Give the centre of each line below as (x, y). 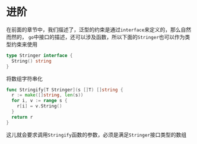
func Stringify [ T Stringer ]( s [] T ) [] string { (65, 90)
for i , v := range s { (39, 101)
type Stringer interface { (39, 55)
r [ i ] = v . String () (39, 106)
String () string (31, 61)
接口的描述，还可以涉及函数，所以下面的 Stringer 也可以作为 (112, 37)
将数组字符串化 (24, 78)
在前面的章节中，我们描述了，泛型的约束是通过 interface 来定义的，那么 (93, 30)
